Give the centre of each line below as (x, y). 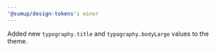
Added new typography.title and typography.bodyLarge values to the (108, 34)
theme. (18, 41)
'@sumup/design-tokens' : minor (53, 14)
